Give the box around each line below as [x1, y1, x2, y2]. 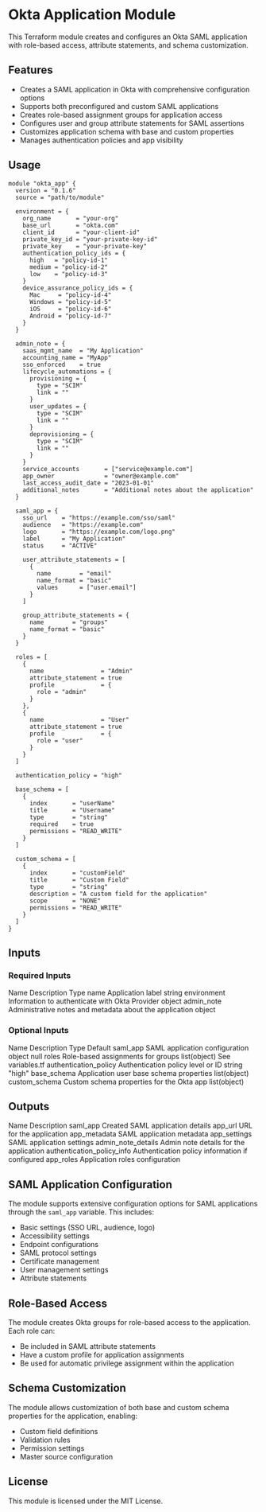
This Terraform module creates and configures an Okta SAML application [8, 32, 248, 41]
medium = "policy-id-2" [29, 263, 109, 271]
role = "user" [37, 736, 83, 745]
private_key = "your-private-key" [22, 242, 148, 250]
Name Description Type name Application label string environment [8, 988, 226, 998]
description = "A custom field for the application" [29, 890, 208, 898]
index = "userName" [29, 799, 115, 807]
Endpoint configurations [19, 1240, 99, 1249]
